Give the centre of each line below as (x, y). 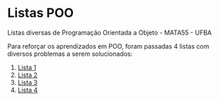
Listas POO (41, 13)
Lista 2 (27, 75)
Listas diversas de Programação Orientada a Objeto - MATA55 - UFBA (109, 32)
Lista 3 (27, 82)
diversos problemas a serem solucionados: (70, 54)
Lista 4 (27, 90)
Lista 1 (27, 67)
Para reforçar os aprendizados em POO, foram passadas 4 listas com (108, 46)
